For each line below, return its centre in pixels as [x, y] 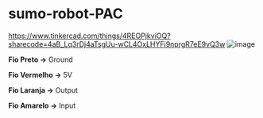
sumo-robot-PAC [66, 14]
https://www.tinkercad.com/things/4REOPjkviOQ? [89, 36]
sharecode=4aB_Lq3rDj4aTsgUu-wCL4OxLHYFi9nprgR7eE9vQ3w [117, 44]
